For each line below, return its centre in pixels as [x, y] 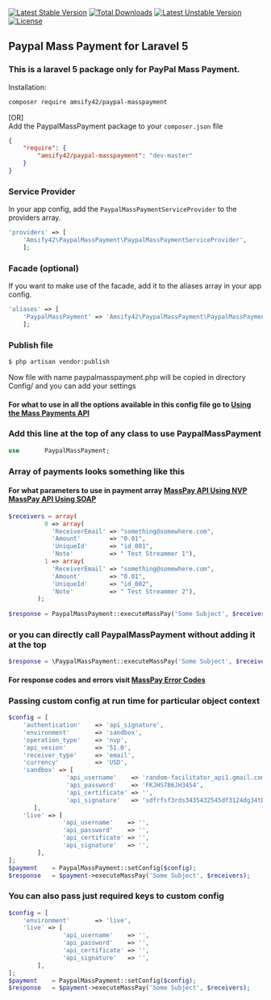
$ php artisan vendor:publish [59, 362]
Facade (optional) [44, 268]
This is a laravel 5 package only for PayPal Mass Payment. [124, 70]
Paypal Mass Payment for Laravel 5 [98, 46]
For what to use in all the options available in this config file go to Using [130, 404]
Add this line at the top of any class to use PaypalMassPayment [135, 434]
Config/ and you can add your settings [72, 386]
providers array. [35, 217]
